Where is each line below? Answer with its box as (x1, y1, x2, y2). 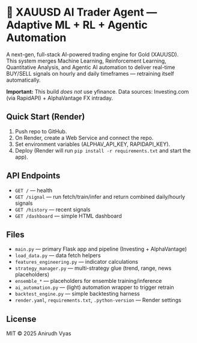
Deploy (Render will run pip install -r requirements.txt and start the (14, 147, 191, 154)
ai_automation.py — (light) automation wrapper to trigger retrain (14, 284, 174, 291)
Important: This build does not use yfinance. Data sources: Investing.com (6, 88, 189, 95)
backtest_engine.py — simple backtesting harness (14, 290, 140, 297)
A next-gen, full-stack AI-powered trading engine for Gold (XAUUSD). (6, 50, 179, 58)
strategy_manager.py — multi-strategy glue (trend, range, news (14, 264, 172, 272)
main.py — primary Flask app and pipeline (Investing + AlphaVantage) (14, 246, 187, 253)
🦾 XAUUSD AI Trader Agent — (6, 5, 157, 19)
